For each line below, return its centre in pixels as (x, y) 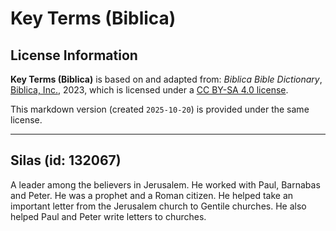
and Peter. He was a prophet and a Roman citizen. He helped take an (152, 195)
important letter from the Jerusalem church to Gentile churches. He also (158, 206)
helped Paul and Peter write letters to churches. (108, 216)
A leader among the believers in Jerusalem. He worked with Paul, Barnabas (165, 184)
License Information (74, 55)
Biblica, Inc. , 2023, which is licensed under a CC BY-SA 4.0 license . (149, 90)
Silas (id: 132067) (66, 160)
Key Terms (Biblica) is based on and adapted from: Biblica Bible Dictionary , (166, 79)
